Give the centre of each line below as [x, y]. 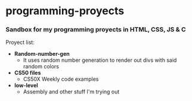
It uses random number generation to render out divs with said [100, 60]
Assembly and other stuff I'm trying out [71, 92]
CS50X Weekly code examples [61, 79]
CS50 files [27, 73]
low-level [26, 86]
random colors [41, 67]
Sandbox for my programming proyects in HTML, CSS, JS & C [96, 30]
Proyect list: [20, 42]
